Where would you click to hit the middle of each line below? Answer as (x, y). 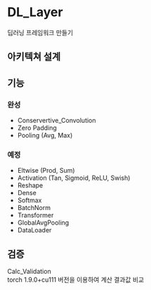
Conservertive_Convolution (57, 121)
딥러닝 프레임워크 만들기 (40, 32)
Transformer (35, 216)
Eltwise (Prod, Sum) (46, 171)
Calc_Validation (29, 272)
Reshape (30, 185)
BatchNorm (34, 208)
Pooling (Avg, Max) (45, 136)
